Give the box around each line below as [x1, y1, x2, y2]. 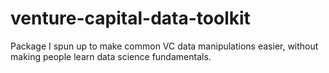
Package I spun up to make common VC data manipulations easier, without [10, 40, 319, 52]
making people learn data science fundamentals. [10, 50, 212, 62]
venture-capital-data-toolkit [10, 7, 251, 30]
